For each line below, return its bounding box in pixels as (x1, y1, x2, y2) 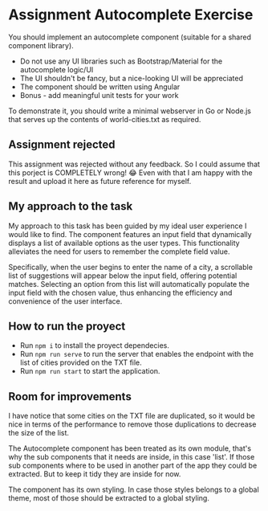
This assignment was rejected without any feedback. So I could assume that (8, 159, 261, 169)
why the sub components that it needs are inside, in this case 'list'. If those (8, 452, 255, 462)
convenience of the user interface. (8, 296, 123, 306)
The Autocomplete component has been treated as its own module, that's (8, 444, 251, 453)
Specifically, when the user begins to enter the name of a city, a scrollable (8, 262, 253, 272)
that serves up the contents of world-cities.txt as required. (8, 114, 201, 124)
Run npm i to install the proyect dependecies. (19, 341, 170, 350)
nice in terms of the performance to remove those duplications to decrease (8, 419, 257, 429)
